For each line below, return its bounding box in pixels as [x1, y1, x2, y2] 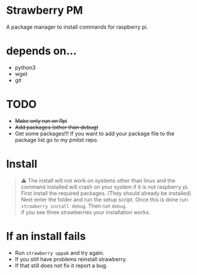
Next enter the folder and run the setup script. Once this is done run [20, 196, 188, 203]
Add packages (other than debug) [14, 123, 98, 131]
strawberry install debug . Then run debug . [20, 202, 127, 209]
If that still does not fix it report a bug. [14, 262, 108, 269]
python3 [14, 64, 36, 71]
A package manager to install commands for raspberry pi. [6, 23, 148, 30]
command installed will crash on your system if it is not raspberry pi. [20, 183, 189, 190]
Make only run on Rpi [14, 117, 67, 124]
